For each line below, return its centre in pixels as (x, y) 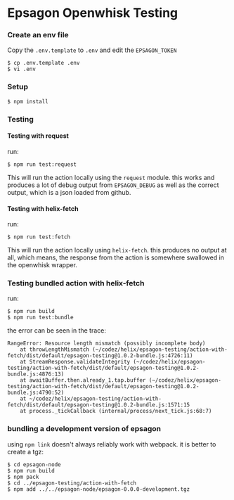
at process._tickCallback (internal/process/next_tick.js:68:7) (116, 411)
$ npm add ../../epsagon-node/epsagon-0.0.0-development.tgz (99, 489)
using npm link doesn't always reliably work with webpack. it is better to (112, 444)
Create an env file (38, 35)
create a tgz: (26, 451)
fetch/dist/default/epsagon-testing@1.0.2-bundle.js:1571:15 (99, 405)
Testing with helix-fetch (43, 208)
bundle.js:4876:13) (36, 374)
